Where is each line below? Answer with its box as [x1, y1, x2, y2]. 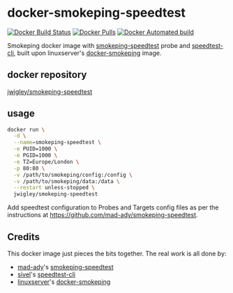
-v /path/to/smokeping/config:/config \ [13, 171, 133, 178]
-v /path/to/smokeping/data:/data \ [13, 177, 120, 185]
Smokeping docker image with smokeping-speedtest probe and [7, 41, 190, 49]
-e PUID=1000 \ [13, 145, 58, 152]
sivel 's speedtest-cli [17, 270, 75, 278]
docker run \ [7, 126, 45, 133]
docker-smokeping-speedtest [7, 5, 186, 21]
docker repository [7, 69, 87, 81]
